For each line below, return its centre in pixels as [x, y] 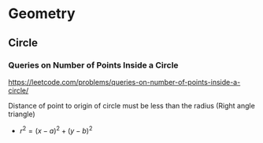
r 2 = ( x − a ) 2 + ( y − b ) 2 [56, 130]
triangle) [22, 114]
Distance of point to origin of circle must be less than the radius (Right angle [132, 105]
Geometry [42, 14]
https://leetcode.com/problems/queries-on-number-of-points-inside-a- [124, 82]
